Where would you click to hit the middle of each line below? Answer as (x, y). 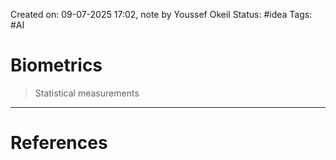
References (59, 143)
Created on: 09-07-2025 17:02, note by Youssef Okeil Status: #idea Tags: (161, 14)
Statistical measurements (87, 93)
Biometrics (56, 65)
